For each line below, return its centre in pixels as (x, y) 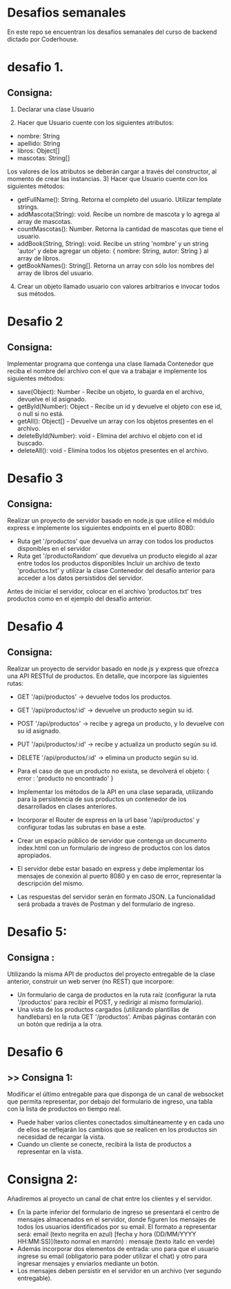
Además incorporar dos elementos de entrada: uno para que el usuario (118, 1248)
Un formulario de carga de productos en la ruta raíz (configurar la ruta (117, 995)
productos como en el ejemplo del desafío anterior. (80, 599)
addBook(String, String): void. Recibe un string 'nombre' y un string (113, 243)
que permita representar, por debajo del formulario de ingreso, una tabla (110, 1101)
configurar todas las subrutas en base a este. (81, 827)
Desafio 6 (35, 1052)
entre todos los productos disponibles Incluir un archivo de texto (109, 563)
